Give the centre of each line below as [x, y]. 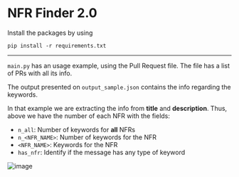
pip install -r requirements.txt [57, 45]
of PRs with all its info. [40, 73]
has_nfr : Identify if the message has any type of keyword [101, 152]
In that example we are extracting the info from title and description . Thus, [117, 108]
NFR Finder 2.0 [52, 13]
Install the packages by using [50, 33]
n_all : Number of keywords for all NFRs [76, 129]
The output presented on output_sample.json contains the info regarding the [119, 87]
